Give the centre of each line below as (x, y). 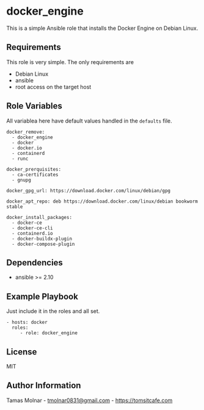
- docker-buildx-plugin (42, 239)
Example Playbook (42, 296)
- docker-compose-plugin (43, 244)
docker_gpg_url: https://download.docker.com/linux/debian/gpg (89, 190)
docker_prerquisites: (34, 169)
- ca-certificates (35, 174)
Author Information (44, 386)
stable (15, 207)
